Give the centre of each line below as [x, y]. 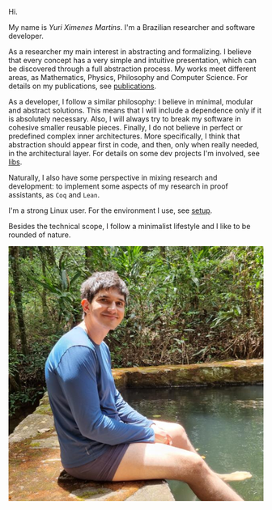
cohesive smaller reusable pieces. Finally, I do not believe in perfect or [126, 127]
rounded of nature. [40, 235]
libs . [15, 162]
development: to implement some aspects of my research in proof [119, 186]
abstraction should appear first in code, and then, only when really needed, [134, 144]
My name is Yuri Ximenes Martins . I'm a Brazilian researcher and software [132, 27]
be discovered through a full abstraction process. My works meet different [132, 69]
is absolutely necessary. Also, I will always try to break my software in [125, 119]
